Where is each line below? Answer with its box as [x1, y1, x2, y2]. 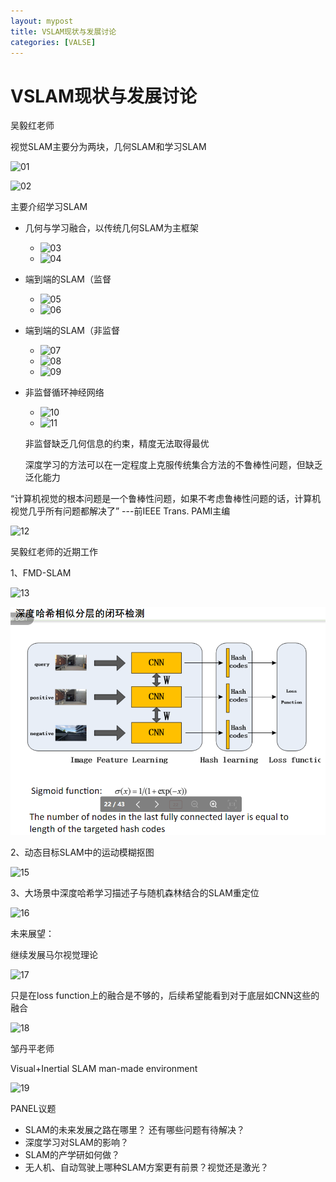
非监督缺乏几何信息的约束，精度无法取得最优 [24, 438, 210, 450]
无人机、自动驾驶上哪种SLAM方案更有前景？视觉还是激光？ [24, 1161, 269, 1173]
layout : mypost [10, 16, 74, 26]
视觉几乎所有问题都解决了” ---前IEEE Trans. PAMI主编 [10, 505, 231, 517]
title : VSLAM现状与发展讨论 [10, 26, 117, 37]
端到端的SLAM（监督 [24, 273, 112, 285]
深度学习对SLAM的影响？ [24, 1136, 130, 1148]
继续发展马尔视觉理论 [10, 948, 98, 960]
